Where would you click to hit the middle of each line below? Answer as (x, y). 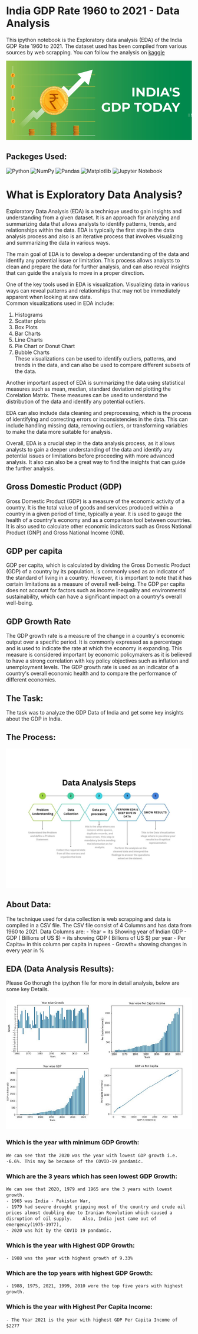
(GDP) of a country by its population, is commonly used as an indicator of (95, 572)
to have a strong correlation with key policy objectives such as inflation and (98, 661)
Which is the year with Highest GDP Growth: (70, 1245)
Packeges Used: (37, 157)
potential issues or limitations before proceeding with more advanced (90, 456)
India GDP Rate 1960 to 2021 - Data (93, 11)
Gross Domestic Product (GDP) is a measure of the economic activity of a (95, 501)
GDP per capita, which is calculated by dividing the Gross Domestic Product (98, 565)
